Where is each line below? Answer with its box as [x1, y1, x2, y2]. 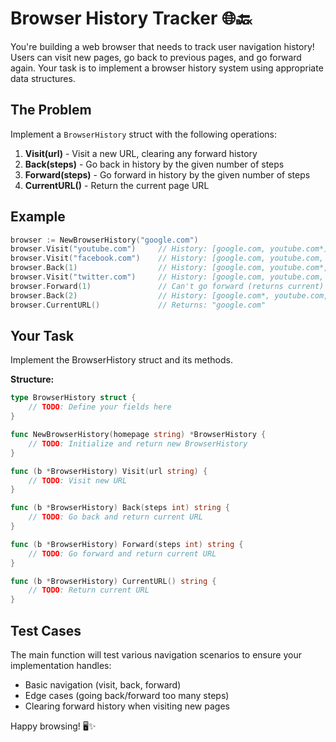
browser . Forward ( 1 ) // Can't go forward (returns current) [10, 281, 325, 291]
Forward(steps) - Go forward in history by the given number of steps [24, 168, 311, 181]
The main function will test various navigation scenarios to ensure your [10, 648, 302, 661]
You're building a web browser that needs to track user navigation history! [10, 40, 315, 52]
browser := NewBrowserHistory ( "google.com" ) [10, 235, 199, 245]
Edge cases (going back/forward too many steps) [24, 689, 230, 701]
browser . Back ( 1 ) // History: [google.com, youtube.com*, [10, 263, 329, 273]
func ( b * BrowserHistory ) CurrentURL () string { [10, 576, 217, 586]
